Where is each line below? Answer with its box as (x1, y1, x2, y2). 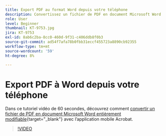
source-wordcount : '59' (5, 48, 55, 53)
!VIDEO (17, 126, 32, 132)
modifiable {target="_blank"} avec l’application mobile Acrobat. (5, 116, 133, 122)
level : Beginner (5, 21, 39, 26)
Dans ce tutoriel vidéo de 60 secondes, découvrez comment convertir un (5, 106, 155, 112)
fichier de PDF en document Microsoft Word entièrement (5, 111, 121, 117)
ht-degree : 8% (5, 53, 35, 58)
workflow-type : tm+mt (5, 44, 50, 49)
